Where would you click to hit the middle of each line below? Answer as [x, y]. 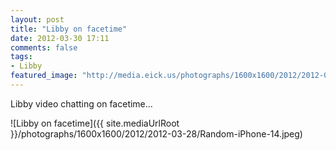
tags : [21, 57]
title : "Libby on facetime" [69, 29]
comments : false [44, 47]
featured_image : [44, 76]
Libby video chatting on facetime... [81, 103]
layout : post [37, 19]
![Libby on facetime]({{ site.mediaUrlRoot [95, 123]
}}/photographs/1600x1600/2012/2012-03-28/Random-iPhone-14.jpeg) [156, 133]
